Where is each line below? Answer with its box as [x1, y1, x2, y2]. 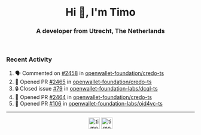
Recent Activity [6, 55, 53, 64]
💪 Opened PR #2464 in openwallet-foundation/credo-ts [14, 93, 153, 101]
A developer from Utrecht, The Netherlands [36, 27, 165, 35]
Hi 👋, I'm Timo [65, 5, 136, 19]
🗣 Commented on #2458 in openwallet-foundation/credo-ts [14, 69, 165, 77]
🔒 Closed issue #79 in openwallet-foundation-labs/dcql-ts [14, 85, 158, 92]
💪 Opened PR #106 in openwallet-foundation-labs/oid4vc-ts [14, 100, 163, 107]
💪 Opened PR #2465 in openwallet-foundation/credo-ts [14, 78, 152, 85]
